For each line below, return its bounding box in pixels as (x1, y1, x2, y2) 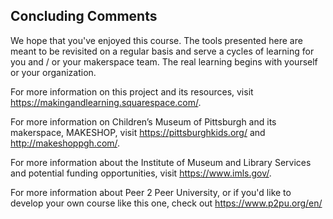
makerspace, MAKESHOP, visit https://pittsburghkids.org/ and (10, 126, 266, 138)
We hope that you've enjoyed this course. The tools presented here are (10, 34, 303, 46)
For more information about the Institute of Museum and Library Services (10, 156, 312, 168)
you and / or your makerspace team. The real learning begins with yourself (10, 55, 318, 68)
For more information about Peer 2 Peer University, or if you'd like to (10, 186, 292, 198)
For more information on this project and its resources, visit (10, 85, 254, 98)
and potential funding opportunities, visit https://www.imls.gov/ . (10, 167, 272, 179)
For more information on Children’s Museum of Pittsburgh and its (10, 115, 277, 128)
